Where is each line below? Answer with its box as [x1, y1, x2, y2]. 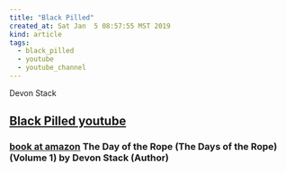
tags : [9, 38, 30, 47]
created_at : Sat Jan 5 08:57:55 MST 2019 [9, 21, 171, 30]
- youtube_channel [17, 64, 87, 73]
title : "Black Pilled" [9, 13, 94, 22]
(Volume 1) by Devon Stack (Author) [9, 151, 169, 164]
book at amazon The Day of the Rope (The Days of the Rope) [9, 141, 278, 153]
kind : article [9, 30, 63, 39]
